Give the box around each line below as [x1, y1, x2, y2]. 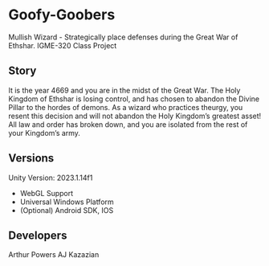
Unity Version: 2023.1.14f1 [8, 173, 93, 182]
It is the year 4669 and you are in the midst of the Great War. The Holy [8, 85, 241, 95]
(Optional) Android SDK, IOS [19, 205, 114, 215]
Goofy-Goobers [8, 6, 116, 24]
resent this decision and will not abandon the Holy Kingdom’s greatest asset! [8, 111, 262, 121]
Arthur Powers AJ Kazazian [8, 250, 100, 260]
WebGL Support [19, 188, 74, 198]
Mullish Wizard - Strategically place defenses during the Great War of [8, 32, 238, 42]
